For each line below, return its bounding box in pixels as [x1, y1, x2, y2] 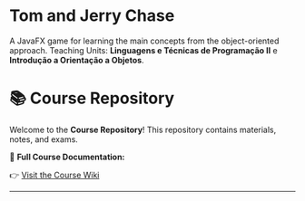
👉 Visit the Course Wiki [9, 169, 100, 180]
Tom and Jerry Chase [9, 5, 175, 26]
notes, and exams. [9, 133, 79, 145]
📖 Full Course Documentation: [9, 151, 125, 162]
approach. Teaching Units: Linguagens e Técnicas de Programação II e [9, 44, 279, 55]
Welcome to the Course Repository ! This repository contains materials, [9, 124, 277, 135]
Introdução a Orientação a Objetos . [9, 54, 144, 65]
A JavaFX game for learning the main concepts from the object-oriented [9, 35, 280, 46]
